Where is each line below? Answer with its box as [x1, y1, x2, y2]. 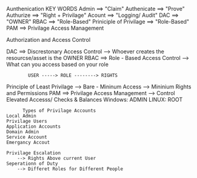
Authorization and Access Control [6, 36, 91, 43]
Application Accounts [6, 124, 61, 130]
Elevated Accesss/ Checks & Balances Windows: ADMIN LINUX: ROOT [6, 96, 183, 103]
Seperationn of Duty [6, 160, 59, 166]
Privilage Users [6, 118, 47, 124]
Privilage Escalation [6, 150, 61, 156]
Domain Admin [6, 129, 39, 135]
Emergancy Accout [6, 139, 50, 145]
